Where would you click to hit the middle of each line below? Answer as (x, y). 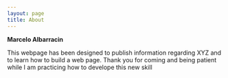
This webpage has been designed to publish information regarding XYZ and (114, 53)
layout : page (26, 13)
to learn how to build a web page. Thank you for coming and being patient (112, 60)
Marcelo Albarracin (35, 39)
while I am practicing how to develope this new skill (80, 67)
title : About (26, 20)
